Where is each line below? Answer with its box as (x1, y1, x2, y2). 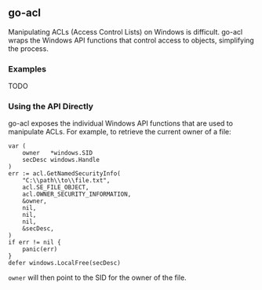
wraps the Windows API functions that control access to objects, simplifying (8, 35, 255, 45)
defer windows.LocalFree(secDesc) (8, 259, 122, 267)
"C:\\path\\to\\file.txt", (22, 177, 111, 185)
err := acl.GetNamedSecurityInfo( (8, 170, 122, 178)
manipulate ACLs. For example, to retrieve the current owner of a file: (8, 127, 231, 137)
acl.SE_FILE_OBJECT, (22, 184, 89, 192)
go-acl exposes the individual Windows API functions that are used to (8, 119, 234, 128)
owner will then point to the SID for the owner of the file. (8, 273, 187, 282)
